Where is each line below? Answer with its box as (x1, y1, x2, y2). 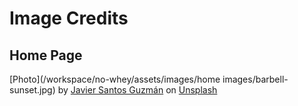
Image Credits (9, 7, 129, 30)
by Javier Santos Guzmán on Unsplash (57, 84, 218, 96)
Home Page (9, 47, 83, 64)
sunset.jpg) (9, 84, 56, 96)
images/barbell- (222, 73, 289, 85)
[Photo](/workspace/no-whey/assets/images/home (9, 73, 221, 85)
